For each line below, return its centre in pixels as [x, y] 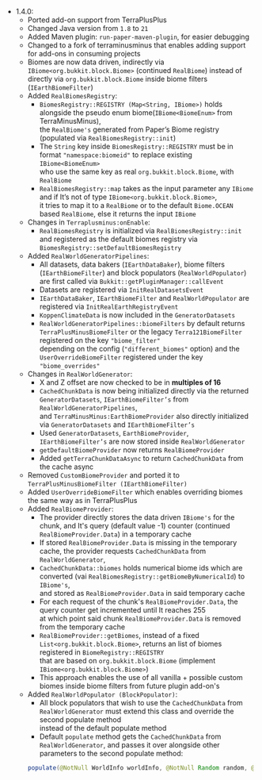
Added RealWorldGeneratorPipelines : [88, 256]
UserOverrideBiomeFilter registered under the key [121, 357]
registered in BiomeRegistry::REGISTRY [102, 652]
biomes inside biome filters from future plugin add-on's [129, 686]
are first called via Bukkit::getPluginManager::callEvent [131, 281]
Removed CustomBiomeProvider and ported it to [104, 475]
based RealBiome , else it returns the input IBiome [118, 214]
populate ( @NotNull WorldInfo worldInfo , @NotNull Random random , [137, 768]
